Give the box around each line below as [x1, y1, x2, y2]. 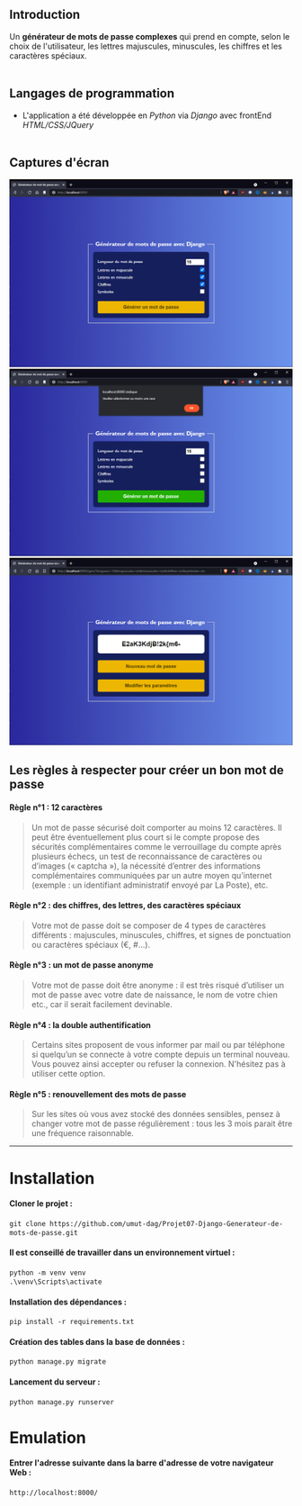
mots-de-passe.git [9, 1228, 78, 1237]
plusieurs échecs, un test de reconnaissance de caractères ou [31, 851, 262, 861]
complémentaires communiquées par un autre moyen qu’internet [31, 870, 272, 880]
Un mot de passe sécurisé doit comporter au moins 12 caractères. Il [31, 822, 282, 833]
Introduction [9, 7, 81, 23]
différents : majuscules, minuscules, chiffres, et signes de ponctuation [31, 929, 291, 940]
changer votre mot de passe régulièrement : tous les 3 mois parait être [31, 1118, 293, 1129]
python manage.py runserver [9, 1397, 115, 1407]
